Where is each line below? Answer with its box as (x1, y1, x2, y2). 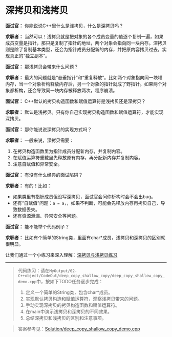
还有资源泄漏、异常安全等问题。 (12, 213, 80, 219)
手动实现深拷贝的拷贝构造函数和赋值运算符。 (25, 302, 120, 308)
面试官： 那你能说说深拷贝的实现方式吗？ (5, 126, 92, 132)
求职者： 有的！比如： (5, 182, 52, 188)
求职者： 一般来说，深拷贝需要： (5, 137, 74, 143)
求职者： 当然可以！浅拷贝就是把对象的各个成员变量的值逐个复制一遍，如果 (5, 33, 164, 39)
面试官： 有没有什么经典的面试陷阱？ (5, 172, 83, 178)
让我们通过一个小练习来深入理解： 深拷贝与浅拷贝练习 (5, 251, 118, 258)
